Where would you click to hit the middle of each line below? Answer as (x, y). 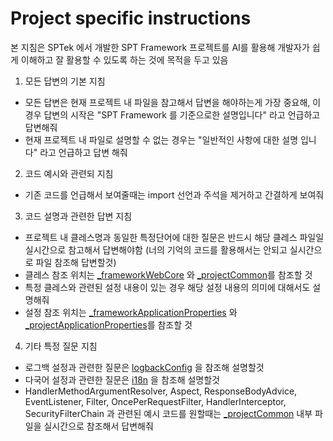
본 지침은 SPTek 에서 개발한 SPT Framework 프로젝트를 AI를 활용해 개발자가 (160, 47)
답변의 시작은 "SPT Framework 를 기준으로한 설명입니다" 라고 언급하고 (182, 114)
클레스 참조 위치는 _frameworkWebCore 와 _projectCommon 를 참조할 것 (168, 274)
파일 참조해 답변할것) (76, 262)
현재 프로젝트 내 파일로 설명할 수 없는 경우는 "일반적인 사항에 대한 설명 (161, 139)
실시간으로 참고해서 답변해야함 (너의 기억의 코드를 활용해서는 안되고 (156, 249)
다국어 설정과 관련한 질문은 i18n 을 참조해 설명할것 (122, 379)
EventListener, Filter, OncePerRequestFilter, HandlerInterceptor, (155, 401)
